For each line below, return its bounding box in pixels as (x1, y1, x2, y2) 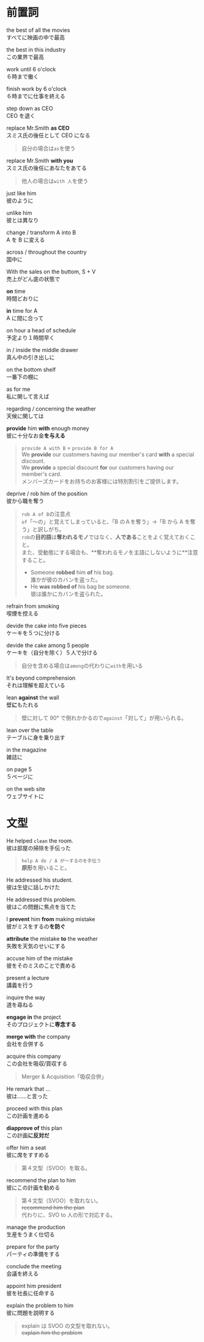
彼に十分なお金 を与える (6, 431, 66, 439)
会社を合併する (6, 1040, 44, 1048)
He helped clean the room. (6, 837, 74, 844)
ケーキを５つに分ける (6, 629, 60, 637)
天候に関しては (6, 412, 44, 420)
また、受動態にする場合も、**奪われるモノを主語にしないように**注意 (21, 548, 198, 556)
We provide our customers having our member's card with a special (21, 450, 194, 458)
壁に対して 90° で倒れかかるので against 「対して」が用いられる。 (21, 714, 187, 721)
